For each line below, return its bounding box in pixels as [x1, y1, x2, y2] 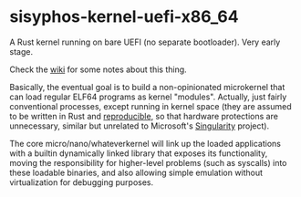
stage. [9, 46, 34, 57]
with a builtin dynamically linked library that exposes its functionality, [9, 148, 268, 159]
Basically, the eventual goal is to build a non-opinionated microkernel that [9, 81, 285, 92]
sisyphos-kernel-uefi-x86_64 [9, 6, 239, 27]
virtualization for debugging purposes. [9, 176, 154, 188]
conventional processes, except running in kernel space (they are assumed [9, 100, 292, 111]
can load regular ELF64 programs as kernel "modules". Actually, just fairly [9, 91, 287, 102]
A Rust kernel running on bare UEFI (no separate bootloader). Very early [9, 36, 281, 47]
